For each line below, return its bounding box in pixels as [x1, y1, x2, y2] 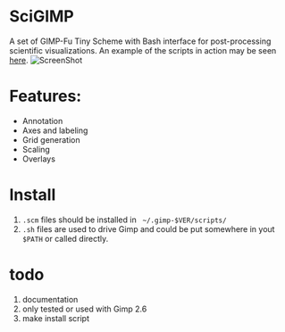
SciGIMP [9, 6, 74, 27]
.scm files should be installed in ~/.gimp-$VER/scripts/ [21, 214, 227, 225]
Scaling [21, 144, 51, 154]
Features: [9, 87, 82, 106]
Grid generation [21, 134, 80, 145]
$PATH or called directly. [21, 233, 109, 244]
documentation [21, 294, 79, 304]
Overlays [21, 154, 56, 164]
